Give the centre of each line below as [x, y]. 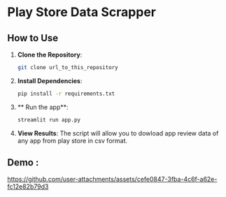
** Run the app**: [43, 107]
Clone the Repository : [50, 54]
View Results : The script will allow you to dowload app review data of [118, 133]
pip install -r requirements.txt [66, 94]
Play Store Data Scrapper [82, 12]
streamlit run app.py [49, 119]
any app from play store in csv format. [72, 140]
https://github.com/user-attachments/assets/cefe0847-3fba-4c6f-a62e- [112, 180]
